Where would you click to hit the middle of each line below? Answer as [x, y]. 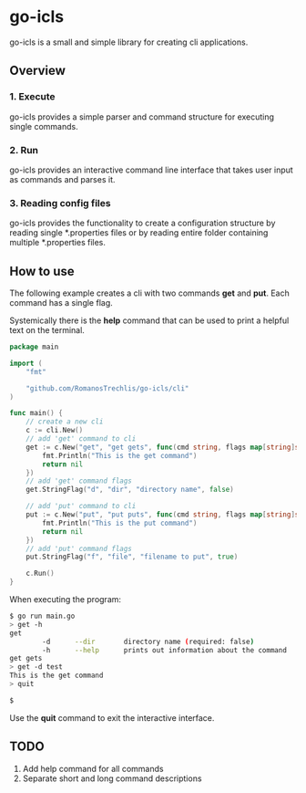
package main [34, 347]
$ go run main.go [42, 616]
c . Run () [40, 574]
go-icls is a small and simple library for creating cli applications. [129, 42]
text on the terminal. [47, 330]
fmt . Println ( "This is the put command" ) [120, 523]
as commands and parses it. [62, 179]
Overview [38, 71]
